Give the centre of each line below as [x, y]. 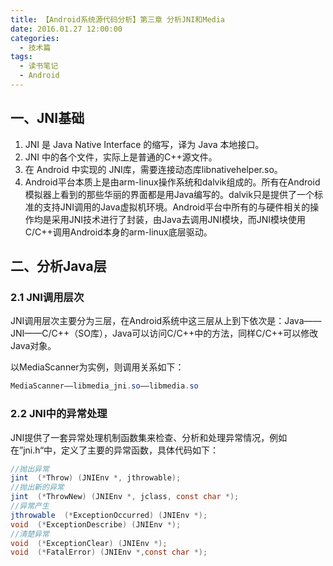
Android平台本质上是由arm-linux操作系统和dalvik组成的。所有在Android [172, 182]
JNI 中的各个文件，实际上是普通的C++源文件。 [121, 157]
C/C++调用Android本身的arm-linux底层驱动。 [118, 232]
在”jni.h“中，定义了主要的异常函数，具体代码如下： [115, 450]
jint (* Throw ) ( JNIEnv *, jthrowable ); [96, 478]
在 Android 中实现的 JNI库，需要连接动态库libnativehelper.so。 [153, 169]
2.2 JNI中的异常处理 [59, 414]
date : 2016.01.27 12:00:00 [66, 29]
